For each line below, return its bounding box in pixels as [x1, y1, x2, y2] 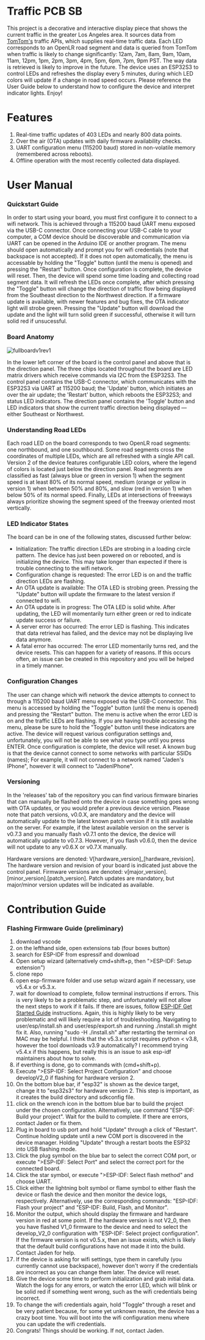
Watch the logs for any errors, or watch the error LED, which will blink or [15, 1281, 198, 1289]
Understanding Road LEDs [7, 425, 87, 434]
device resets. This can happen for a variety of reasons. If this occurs [15, 649, 191, 657]
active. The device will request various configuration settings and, [7, 730, 173, 737]
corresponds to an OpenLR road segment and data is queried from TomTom [7, 44, 198, 51]
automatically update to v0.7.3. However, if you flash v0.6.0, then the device [7, 837, 197, 844]
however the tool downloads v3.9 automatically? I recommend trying [15, 1042, 189, 1049]
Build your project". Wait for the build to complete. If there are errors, [15, 1113, 189, 1120]
